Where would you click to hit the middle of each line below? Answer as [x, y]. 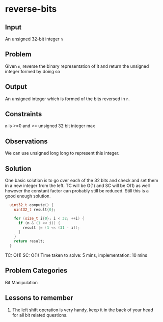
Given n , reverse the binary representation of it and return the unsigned [77, 66]
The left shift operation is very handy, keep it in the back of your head [83, 310]
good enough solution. [28, 196]
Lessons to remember [39, 298]
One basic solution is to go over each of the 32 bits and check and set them [82, 181]
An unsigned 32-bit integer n [34, 39]
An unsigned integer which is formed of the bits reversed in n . [68, 99]
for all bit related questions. [40, 315]
